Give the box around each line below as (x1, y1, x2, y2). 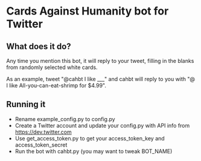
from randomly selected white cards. (6, 64, 98, 71)
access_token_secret (14, 141, 68, 148)
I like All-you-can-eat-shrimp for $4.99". (6, 82, 107, 89)
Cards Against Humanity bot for (6, 4, 169, 18)
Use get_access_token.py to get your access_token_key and (14, 134, 165, 142)
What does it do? (6, 41, 71, 51)
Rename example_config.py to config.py (14, 115, 116, 122)
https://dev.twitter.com (14, 128, 72, 136)
